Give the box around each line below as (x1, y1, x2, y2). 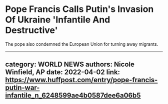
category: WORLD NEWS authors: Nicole (5, 60, 135, 69)
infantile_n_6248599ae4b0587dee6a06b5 (5, 91, 141, 100)
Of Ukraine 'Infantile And (5, 14, 110, 25)
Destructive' (5, 25, 58, 36)
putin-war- (5, 84, 40, 92)
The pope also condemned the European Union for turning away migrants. (5, 41, 158, 47)
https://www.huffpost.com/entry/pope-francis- (5, 76, 158, 84)
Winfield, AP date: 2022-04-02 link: (5, 68, 120, 77)
